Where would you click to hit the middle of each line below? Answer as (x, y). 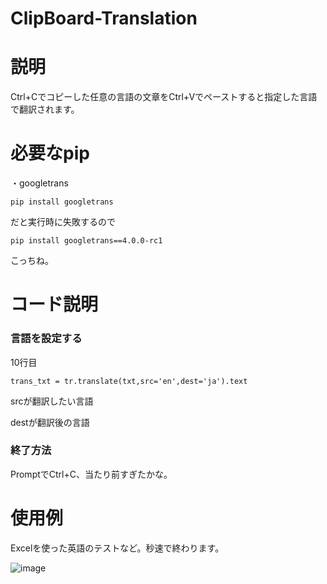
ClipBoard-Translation (104, 18)
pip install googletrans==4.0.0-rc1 (86, 241)
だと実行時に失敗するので (63, 222)
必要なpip (50, 153)
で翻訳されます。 (45, 109)
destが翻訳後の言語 (50, 422)
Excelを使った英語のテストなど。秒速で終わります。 (117, 548)
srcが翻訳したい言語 (52, 401)
